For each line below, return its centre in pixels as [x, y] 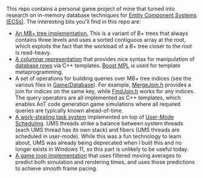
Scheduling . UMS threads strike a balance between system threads [99, 123]
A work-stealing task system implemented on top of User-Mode [95, 117]
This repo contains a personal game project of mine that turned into [91, 9]
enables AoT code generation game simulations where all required [98, 104]
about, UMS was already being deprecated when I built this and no [98, 143]
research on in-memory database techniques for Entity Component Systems [101, 15]
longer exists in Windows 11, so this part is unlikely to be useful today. [102, 149]
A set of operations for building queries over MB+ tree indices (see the [103, 78]
